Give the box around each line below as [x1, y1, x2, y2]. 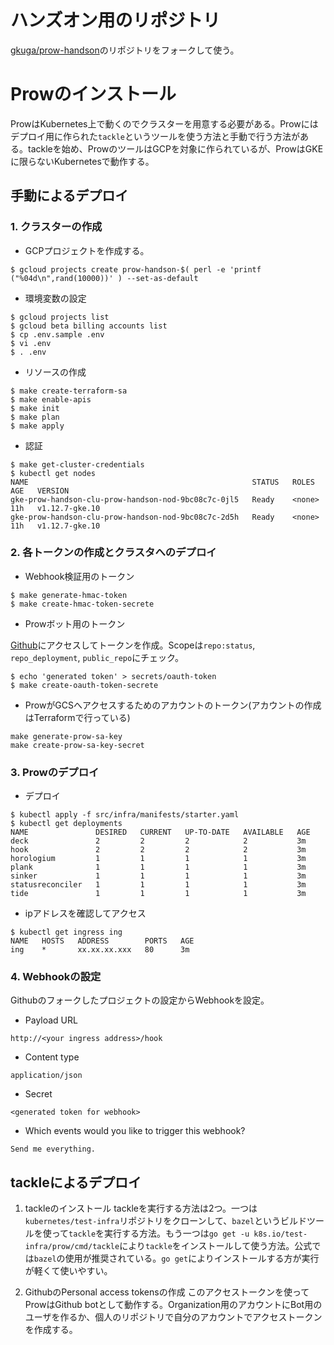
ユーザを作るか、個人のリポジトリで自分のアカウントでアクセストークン [24, 1311, 323, 1323]
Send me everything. [10, 1144, 97, 1155]
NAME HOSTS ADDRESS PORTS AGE [10, 936, 195, 946]
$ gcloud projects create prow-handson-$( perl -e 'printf [10, 264, 262, 275]
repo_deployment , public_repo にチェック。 [10, 651, 185, 663]
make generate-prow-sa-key [10, 731, 123, 741]
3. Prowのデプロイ [10, 765, 100, 779]
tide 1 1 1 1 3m [10, 889, 307, 899]
